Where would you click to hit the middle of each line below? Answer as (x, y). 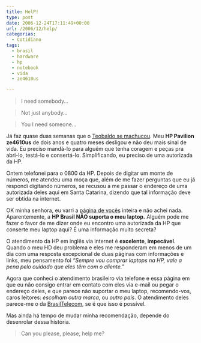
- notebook (25, 68)
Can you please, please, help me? (63, 333)
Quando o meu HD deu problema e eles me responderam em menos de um (99, 247)
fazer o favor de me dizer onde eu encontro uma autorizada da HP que (94, 223)
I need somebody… (45, 101)
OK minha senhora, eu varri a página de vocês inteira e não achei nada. (94, 210)
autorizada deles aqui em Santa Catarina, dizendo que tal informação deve (98, 192)
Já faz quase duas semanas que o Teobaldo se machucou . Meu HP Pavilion (100, 136)
